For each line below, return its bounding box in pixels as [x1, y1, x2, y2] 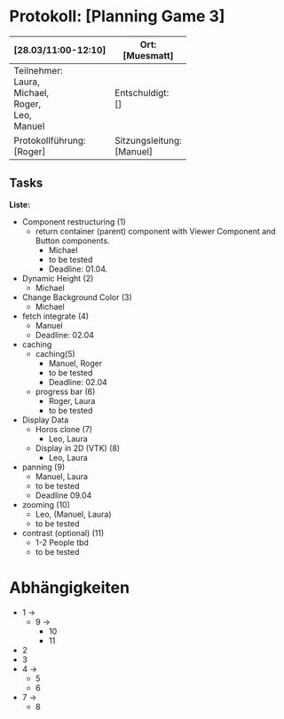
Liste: [9, 199, 31, 209]
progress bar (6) [35, 386, 96, 397]
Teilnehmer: [13, 64, 64, 76]
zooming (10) [21, 499, 71, 510]
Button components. [35, 235, 110, 246]
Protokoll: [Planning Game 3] [9, 6, 225, 27]
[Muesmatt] [122, 49, 175, 61]
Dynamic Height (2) [21, 273, 94, 283]
